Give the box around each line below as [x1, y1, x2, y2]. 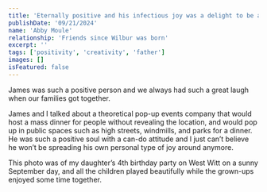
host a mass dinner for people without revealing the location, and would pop [8, 117, 258, 127]
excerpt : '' [8, 41, 48, 49]
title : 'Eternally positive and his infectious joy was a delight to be [8, 11, 254, 20]
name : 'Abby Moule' [8, 26, 73, 34]
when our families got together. [8, 93, 111, 103]
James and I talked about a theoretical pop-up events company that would [8, 109, 252, 118]
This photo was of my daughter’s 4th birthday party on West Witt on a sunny [8, 158, 258, 167]
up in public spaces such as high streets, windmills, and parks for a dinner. [8, 125, 253, 135]
